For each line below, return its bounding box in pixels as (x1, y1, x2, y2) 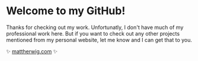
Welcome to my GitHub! (6, 4, 126, 18)
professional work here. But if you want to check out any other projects (6, 30, 180, 37)
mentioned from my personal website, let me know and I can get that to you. (6, 36, 193, 43)
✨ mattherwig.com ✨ (6, 47, 58, 54)
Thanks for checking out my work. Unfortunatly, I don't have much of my (6, 24, 184, 31)
